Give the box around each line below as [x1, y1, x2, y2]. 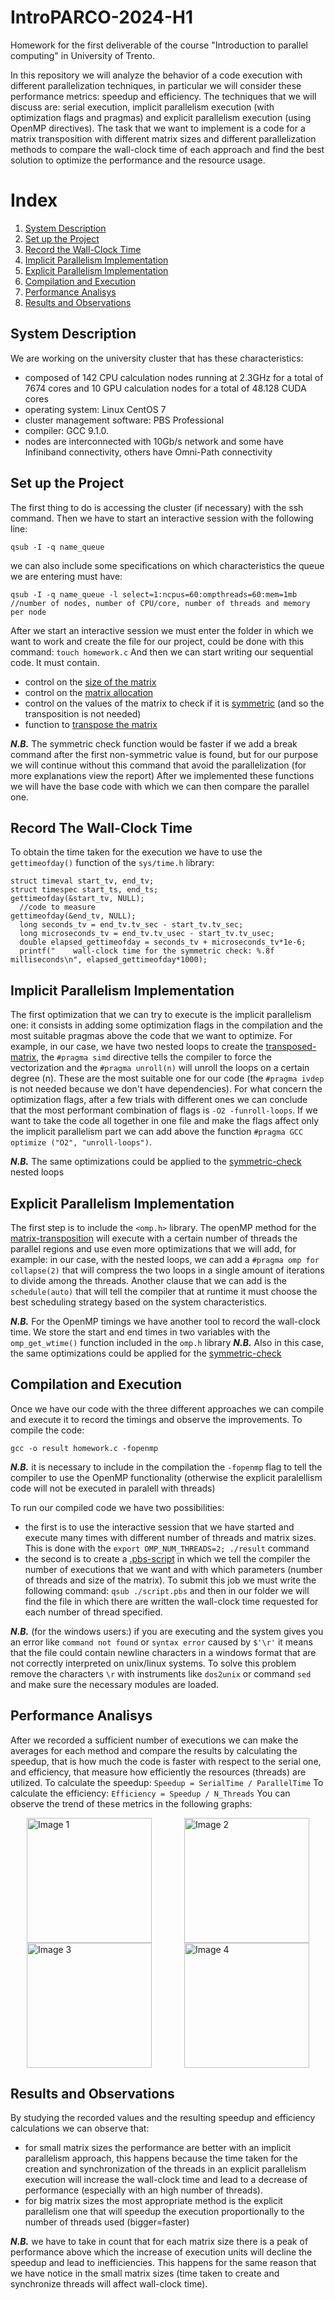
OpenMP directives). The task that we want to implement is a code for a [10, 122, 306, 134]
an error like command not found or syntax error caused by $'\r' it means [10, 1636, 313, 1648]
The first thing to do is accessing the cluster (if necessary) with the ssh [10, 501, 304, 513]
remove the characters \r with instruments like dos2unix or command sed [10, 1667, 312, 1680]
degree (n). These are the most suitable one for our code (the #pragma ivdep [10, 1072, 325, 1085]
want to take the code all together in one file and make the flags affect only [10, 1115, 320, 1127]
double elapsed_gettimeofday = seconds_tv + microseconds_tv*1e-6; [19, 937, 307, 948]
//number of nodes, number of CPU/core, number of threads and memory [10, 598, 311, 608]
